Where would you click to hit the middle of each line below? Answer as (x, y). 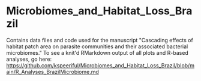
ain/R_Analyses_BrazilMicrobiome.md (52, 71)
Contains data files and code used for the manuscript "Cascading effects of (100, 40)
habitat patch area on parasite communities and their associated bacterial (97, 46)
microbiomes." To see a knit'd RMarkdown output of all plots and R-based (97, 52)
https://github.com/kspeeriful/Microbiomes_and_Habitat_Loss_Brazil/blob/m (100, 65)
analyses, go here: (29, 59)
